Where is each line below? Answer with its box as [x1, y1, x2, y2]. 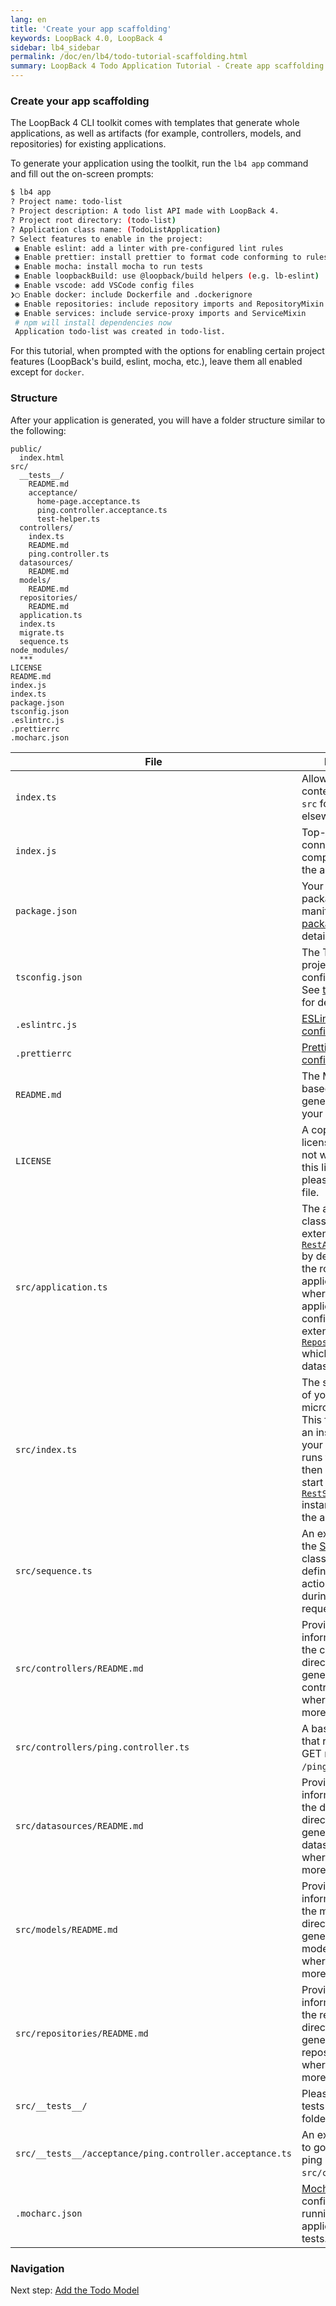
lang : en [10, 14, 47, 25]
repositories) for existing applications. [10, 138, 167, 150]
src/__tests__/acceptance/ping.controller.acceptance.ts [15, 2147, 292, 2159]
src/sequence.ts [15, 1565, 93, 1576]
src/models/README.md [15, 1924, 118, 1935]
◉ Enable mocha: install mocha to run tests [14, 262, 203, 272]
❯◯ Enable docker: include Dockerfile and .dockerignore [10, 289, 253, 300]
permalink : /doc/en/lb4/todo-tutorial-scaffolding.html [10, 52, 248, 62]
